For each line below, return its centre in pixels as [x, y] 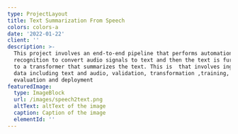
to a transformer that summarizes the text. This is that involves [117, 67]
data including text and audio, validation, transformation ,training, [122, 73]
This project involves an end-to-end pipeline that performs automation [123, 54]
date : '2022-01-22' [36, 34]
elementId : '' [34, 119]
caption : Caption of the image [60, 113]
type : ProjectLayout [38, 14]
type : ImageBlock [39, 93]
